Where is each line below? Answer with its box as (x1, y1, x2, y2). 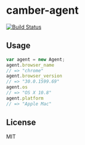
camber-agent (6, 4, 79, 17)
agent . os (6, 84, 28, 90)
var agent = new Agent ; (6, 56, 65, 63)
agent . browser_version (6, 73, 62, 79)
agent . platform (6, 95, 44, 101)
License (6, 118, 36, 128)
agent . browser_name (6, 62, 55, 68)
